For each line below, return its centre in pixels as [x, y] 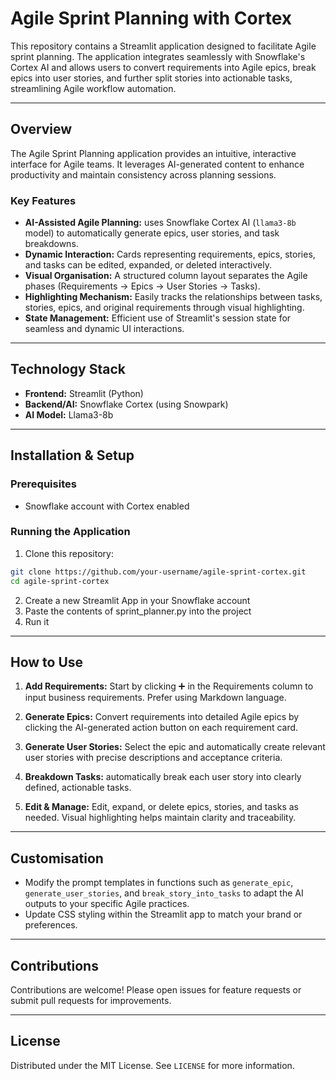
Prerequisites [43, 484]
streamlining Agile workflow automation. [93, 88]
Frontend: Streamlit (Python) [84, 393]
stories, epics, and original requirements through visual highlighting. [164, 308]
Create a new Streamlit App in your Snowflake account [137, 600]
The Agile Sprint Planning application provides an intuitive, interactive [153, 153]
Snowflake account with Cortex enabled [107, 506]
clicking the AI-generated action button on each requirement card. [161, 728]
